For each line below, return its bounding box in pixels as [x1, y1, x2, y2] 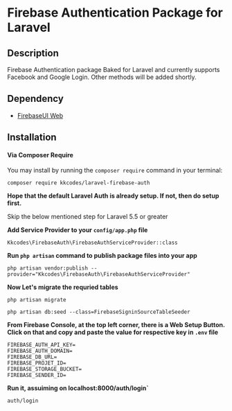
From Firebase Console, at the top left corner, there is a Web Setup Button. [7, 321, 225, 329]
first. [7, 199, 22, 207]
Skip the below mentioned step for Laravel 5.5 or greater [7, 213, 168, 221]
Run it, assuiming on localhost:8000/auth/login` [7, 384, 149, 392]
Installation [7, 132, 57, 143]
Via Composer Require [7, 150, 74, 159]
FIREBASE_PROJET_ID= [7, 360, 67, 367]
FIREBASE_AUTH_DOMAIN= [7, 348, 73, 355]
